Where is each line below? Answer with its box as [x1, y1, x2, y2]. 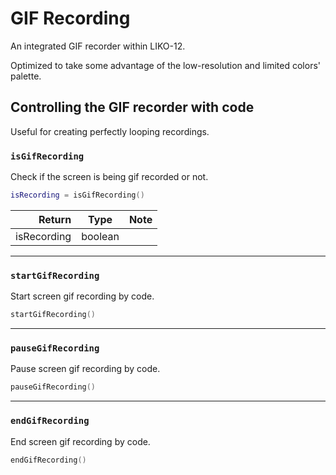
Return [38, 212, 72, 226]
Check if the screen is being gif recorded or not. [10, 171, 209, 183]
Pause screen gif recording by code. [10, 363, 161, 375]
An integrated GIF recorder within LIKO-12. [10, 40, 186, 52]
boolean [81, 229, 120, 243]
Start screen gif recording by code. [10, 290, 155, 302]
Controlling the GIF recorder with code [10, 99, 255, 116]
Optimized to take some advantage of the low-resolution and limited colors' [10, 59, 321, 71]
